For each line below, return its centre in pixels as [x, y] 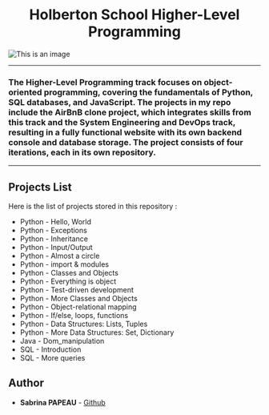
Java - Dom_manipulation [62, 341]
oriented [25, 92]
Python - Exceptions [54, 231]
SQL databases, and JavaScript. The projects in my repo [120, 102]
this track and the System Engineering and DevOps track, [122, 122]
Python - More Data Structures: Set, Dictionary [97, 332]
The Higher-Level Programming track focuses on [105, 82]
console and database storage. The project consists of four [126, 142]
